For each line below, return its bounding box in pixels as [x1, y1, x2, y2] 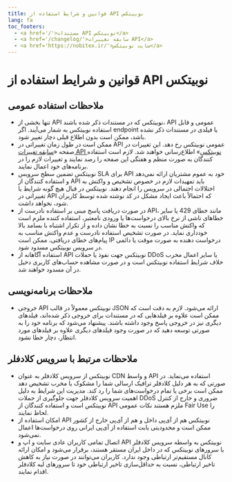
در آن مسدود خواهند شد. [17, 265, 81, 274]
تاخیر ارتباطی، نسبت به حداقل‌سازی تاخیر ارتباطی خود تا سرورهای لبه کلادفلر [17, 460, 215, 468]
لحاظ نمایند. [17, 408, 49, 416]
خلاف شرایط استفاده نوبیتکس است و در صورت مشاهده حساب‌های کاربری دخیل [17, 258, 224, 266]
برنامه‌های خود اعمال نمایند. [17, 162, 88, 170]
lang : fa [8, 17, 33, 24]
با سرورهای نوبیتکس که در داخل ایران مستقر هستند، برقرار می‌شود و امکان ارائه [17, 445, 224, 454]
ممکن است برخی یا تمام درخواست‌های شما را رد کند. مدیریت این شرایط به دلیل [17, 386, 223, 395]
